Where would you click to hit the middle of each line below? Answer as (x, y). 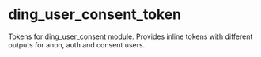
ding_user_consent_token (95, 15)
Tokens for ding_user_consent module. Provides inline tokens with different (130, 36)
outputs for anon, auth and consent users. (77, 44)
